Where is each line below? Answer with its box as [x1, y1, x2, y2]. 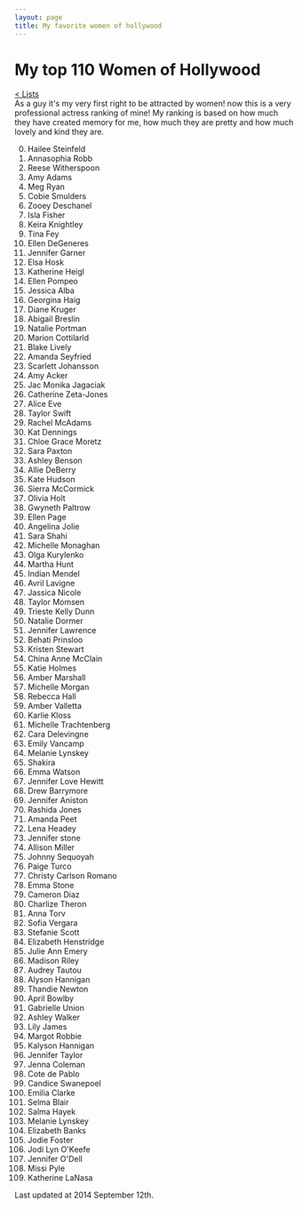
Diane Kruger [27, 304, 76, 315]
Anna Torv [27, 908, 66, 919]
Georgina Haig [27, 295, 81, 306]
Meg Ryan [27, 181, 66, 192]
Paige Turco [27, 861, 72, 871]
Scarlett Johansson [27, 361, 99, 371]
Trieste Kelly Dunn [27, 606, 95, 617]
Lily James [27, 1022, 68, 1032]
